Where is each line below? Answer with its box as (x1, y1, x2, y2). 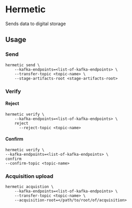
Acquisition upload (5, 173, 54, 180)
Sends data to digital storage (5, 20, 66, 27)
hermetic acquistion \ (5, 184, 54, 190)
